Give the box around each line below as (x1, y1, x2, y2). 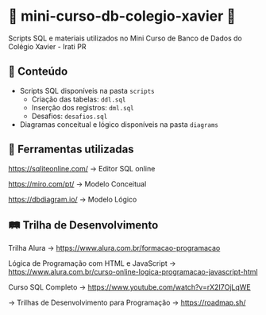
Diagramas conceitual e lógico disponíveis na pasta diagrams (19, 119, 218, 129)
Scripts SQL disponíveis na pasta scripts (19, 86, 155, 95)
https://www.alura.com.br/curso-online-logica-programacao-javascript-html (8, 267, 258, 277)
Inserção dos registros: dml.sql (31, 102, 134, 112)
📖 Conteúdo (8, 65, 68, 79)
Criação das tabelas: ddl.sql (31, 94, 126, 104)
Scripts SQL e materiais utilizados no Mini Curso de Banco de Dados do (8, 33, 242, 43)
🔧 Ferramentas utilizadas (8, 143, 134, 156)
